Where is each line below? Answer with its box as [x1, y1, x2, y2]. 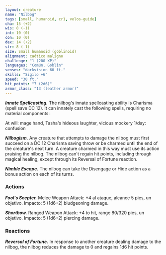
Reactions [5, 227, 30, 234]
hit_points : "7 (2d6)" [5, 81, 52, 86]
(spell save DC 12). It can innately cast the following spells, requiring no [5, 105, 152, 111]
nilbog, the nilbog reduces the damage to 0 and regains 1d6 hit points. [5, 244, 149, 250]
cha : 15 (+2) [5, 21, 32, 26]
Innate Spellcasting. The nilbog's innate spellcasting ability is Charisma [5, 100, 153, 106]
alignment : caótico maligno [5, 53, 64, 59]
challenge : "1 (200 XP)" [5, 58, 57, 63]
